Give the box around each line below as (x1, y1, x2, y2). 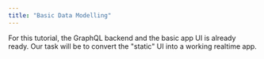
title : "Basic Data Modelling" (8, 11, 112, 20)
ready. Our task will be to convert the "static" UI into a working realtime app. (8, 41, 258, 51)
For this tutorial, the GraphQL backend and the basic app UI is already (8, 33, 236, 42)
